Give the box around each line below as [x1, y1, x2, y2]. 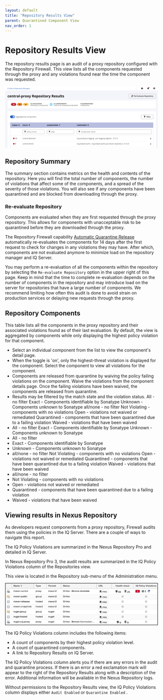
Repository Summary [5, 157, 71, 166]
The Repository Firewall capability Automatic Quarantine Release [5, 234, 135, 240]
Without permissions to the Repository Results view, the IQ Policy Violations [5, 684, 156, 690]
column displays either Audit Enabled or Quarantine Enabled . [5, 689, 128, 696]
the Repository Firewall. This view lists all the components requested [5, 66, 142, 72]
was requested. [5, 76, 36, 82]
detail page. [12, 352, 36, 358]
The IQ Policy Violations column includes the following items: [5, 630, 127, 636]
